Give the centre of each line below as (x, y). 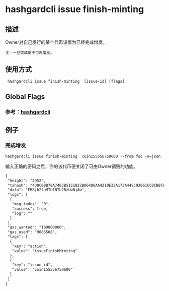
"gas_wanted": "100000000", (37, 227)
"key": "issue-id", (32, 265)
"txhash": (18, 185)
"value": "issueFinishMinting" (45, 251)
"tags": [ (18, 237)
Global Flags (25, 97)
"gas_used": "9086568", (32, 232)
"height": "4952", (27, 181)
